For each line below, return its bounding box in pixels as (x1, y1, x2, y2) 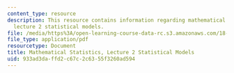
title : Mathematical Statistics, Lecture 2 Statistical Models (7, 49, 195, 56)
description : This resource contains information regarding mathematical (7, 17, 226, 24)
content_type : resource (7, 10, 77, 17)
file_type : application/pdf (7, 36, 89, 43)
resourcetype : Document (7, 42, 77, 49)
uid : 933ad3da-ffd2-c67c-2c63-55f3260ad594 (7, 56, 136, 63)
